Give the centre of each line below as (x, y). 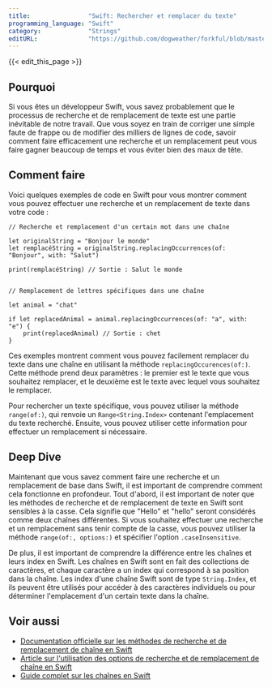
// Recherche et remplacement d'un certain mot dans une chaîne (119, 227)
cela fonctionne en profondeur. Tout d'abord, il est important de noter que (132, 494)
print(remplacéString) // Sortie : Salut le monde (96, 269)
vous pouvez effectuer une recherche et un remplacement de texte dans (130, 203)
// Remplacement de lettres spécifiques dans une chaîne (106, 290)
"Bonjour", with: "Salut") (54, 255)
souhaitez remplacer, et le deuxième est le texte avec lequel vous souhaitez (134, 381)
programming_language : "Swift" (61, 24)
